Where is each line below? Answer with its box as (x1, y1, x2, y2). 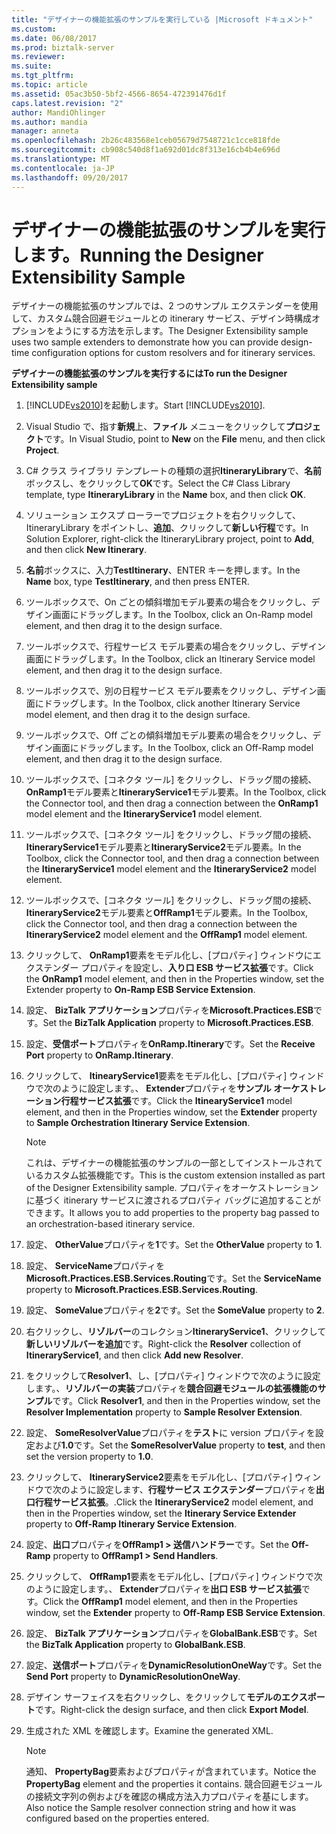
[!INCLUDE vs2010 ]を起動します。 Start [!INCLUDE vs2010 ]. (25, 399, 266, 411)
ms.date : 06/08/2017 (11, 33, 98, 43)
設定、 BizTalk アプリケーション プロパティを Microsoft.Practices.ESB (25, 1004, 314, 1016)
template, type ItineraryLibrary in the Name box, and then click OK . (25, 489, 306, 501)
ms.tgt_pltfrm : (11, 71, 75, 81)
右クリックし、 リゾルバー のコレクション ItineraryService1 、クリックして (25, 1326, 327, 1338)
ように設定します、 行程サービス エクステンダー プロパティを (69, 1484, 316, 1496)
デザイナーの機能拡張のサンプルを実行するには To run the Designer (11, 367, 288, 380)
